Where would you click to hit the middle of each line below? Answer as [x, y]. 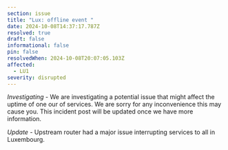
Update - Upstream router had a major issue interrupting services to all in [111, 132]
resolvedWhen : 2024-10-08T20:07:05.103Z [66, 58]
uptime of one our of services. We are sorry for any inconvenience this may [114, 105]
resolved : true [29, 33]
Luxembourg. [26, 140]
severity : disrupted [37, 77]
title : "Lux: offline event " [51, 20]
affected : [21, 65]
